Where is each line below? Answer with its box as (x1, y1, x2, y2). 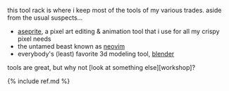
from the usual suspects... (7, 13, 83, 22)
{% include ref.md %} (7, 77, 70, 85)
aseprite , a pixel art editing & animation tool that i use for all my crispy (17, 28, 220, 35)
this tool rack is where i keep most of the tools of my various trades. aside (7, 6, 222, 14)
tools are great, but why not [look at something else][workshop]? (7, 63, 196, 71)
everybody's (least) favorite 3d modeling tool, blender (17, 49, 175, 58)
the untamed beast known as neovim (17, 42, 125, 50)
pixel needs (17, 35, 51, 43)
